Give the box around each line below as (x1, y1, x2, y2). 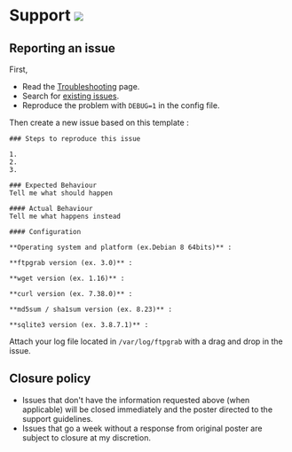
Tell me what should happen (9, 189, 114, 198)
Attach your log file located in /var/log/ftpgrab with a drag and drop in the (9, 336, 283, 347)
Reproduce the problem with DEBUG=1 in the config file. (21, 100, 220, 111)
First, (9, 64, 28, 74)
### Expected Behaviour (9, 181, 98, 190)
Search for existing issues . (21, 90, 120, 101)
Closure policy (9, 371, 91, 386)
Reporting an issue (9, 41, 115, 56)
